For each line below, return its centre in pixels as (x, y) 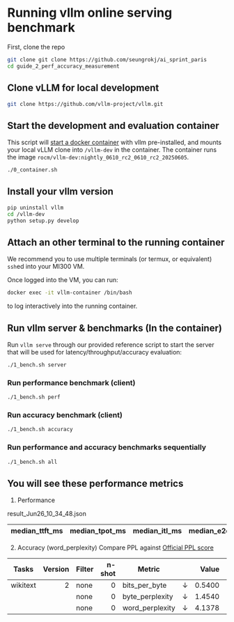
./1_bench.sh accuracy (40, 430)
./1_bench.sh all (32, 462)
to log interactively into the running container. (72, 306)
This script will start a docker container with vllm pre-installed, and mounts (115, 142)
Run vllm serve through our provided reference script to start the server (111, 345)
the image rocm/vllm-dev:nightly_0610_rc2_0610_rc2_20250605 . (98, 157)
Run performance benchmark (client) (71, 382)
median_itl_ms (157, 531)
